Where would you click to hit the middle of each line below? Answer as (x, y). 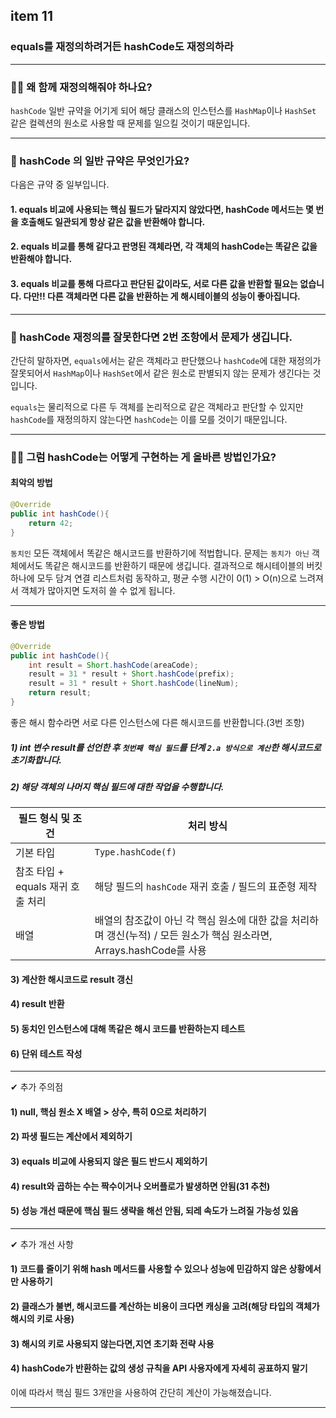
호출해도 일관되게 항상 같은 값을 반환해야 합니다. (113, 221)
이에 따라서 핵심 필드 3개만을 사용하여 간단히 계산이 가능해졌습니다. (141, 1392)
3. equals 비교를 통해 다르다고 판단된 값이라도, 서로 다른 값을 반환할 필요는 (154, 284)
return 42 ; (51, 523)
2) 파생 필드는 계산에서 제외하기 (71, 1136)
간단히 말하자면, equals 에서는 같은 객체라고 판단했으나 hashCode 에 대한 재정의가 (166, 360)
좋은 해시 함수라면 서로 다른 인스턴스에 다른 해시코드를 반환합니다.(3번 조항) (157, 722)
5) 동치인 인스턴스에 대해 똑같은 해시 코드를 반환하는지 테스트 (128, 1029)
